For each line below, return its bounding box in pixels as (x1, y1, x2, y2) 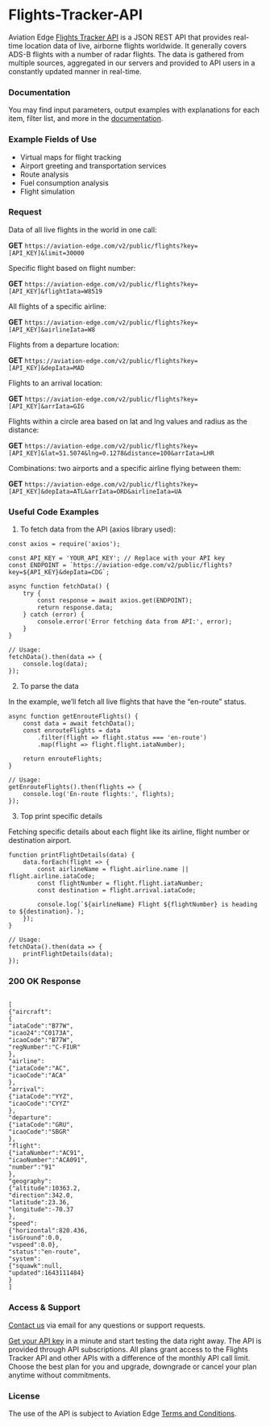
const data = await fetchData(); (23, 719, 135, 728)
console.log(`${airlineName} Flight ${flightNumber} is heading (37, 901, 258, 909)
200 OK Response (8, 976, 81, 987)
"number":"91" (8, 1163, 56, 1171)
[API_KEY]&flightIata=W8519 (8, 287, 103, 295)
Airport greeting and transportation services (19, 161, 167, 170)
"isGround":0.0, (8, 1234, 63, 1242)
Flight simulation (19, 186, 75, 196)
